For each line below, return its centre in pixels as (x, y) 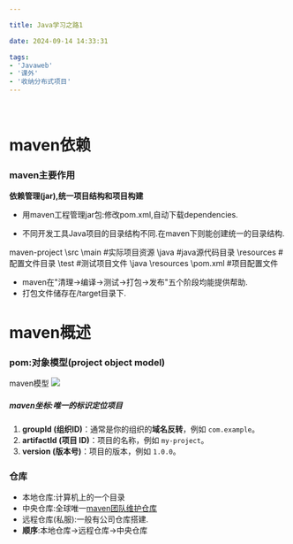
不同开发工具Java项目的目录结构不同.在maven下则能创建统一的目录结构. (153, 234)
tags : (19, 57)
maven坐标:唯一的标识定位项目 (66, 405)
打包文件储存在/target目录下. (74, 294)
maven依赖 (50, 146)
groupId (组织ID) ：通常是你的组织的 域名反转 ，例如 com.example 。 (141, 429)
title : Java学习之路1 (46, 25)
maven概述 (50, 332)
